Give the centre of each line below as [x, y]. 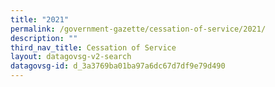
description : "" [44, 38]
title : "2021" [40, 19]
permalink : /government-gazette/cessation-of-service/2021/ [138, 29]
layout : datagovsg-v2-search [71, 57]
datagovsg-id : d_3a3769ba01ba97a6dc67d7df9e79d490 [118, 66]
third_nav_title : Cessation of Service [93, 47]
